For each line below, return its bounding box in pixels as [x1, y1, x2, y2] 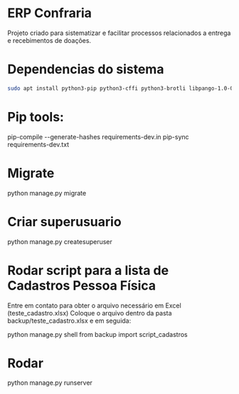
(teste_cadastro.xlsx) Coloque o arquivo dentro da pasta [7, 308, 172, 317]
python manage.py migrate [7, 188, 87, 197]
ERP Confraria [7, 5, 92, 21]
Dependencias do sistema [7, 61, 164, 78]
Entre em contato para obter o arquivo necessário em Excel [7, 301, 181, 310]
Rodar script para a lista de [7, 262, 169, 278]
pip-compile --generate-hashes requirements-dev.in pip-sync [7, 132, 190, 141]
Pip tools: [7, 108, 64, 125]
